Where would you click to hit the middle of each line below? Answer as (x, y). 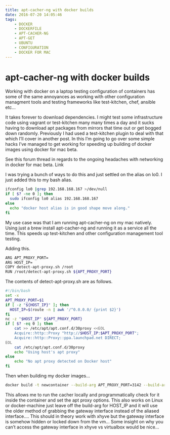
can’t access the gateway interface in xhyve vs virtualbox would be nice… (82, 427)
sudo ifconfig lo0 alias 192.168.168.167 (54, 199)
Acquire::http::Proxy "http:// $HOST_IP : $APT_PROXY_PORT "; (77, 333)
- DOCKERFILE (28, 29)
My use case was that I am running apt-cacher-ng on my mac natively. (79, 222)
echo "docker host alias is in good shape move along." (70, 208)
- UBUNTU (24, 43)
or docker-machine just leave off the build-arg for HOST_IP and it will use (81, 405)
